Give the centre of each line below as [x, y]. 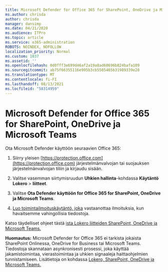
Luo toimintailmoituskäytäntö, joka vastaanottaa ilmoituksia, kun [78, 208]
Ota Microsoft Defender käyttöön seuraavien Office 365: [63, 148]
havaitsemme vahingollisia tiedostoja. [51, 214]
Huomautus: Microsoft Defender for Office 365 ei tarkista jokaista [73, 238]
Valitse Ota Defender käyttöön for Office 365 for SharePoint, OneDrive [86, 193]
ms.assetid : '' [21, 61]
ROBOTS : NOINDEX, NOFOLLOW [33, 47]
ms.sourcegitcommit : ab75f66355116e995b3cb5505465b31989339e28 [72, 70]
